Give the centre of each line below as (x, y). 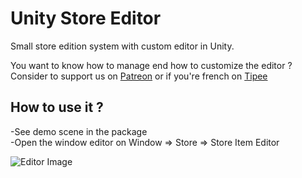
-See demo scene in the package (79, 131)
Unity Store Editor (86, 18)
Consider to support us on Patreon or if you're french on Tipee (139, 76)
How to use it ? (57, 107)
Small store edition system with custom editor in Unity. (122, 46)
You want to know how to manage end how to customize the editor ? (151, 65)
